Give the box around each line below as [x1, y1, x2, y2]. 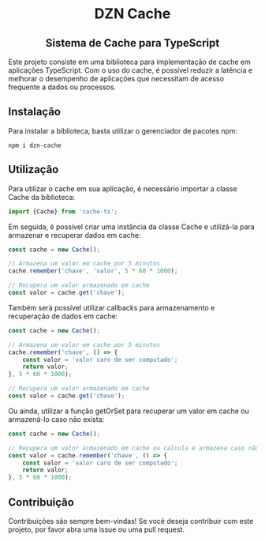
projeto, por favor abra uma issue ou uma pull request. [8, 525, 185, 534]
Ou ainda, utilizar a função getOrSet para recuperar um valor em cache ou [8, 406, 250, 416]
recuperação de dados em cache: [8, 311, 118, 321]
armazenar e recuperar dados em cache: [8, 230, 141, 239]
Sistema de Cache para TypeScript [45, 36, 220, 50]
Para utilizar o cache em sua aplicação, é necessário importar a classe [8, 183, 238, 194]
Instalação [8, 105, 62, 119]
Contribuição [8, 495, 75, 509]
